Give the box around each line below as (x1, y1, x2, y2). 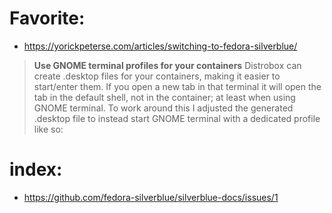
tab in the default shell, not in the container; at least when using (33, 91, 296, 103)
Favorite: (9, 7, 86, 30)
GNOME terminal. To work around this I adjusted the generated (33, 102, 294, 114)
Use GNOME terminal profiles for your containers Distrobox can (33, 59, 302, 71)
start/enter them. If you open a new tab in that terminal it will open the (33, 80, 322, 92)
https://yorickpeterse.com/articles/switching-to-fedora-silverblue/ (23, 40, 298, 52)
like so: (33, 123, 64, 135)
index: (9, 158, 63, 181)
